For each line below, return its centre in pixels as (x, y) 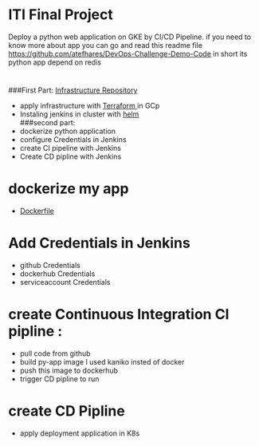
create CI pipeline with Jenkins (71, 148)
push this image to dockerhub (69, 370)
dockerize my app (69, 189)
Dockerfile (37, 211)
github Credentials (50, 265)
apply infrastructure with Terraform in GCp (90, 106)
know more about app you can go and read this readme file (106, 45)
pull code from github (55, 353)
